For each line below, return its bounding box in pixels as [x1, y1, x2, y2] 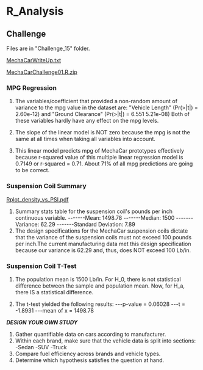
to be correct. [15, 167, 50, 174]
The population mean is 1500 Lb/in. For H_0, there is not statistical [15, 275, 181, 283]
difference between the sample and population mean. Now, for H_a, [15, 282, 185, 289]
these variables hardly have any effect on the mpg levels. [15, 117, 159, 125]
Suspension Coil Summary [6, 182, 87, 190]
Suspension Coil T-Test [6, 261, 77, 270]
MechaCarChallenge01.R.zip [6, 68, 77, 76]
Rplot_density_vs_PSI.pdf [6, 195, 69, 203]
